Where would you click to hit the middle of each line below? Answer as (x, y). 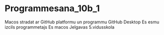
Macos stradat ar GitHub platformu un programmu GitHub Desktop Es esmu (82, 22)
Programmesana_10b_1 (52, 9)
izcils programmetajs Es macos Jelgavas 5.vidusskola (60, 27)
